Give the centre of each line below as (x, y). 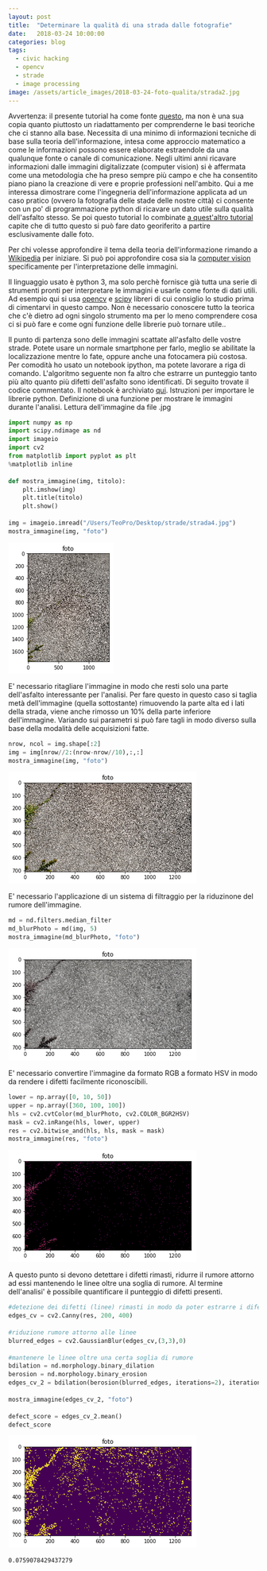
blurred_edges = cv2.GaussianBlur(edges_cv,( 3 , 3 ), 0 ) (97, 1341)
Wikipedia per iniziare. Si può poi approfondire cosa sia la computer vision (130, 257)
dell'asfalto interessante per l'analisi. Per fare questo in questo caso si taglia (133, 695)
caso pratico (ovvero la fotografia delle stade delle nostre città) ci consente (131, 200)
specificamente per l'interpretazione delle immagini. (93, 266)
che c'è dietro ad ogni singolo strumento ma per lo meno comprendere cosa (133, 315)
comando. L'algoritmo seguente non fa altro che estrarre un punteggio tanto (133, 373)
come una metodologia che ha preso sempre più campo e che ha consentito (133, 175)
